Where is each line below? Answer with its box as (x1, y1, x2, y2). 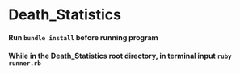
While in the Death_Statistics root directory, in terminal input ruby (8, 51, 232, 61)
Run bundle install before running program (8, 32, 159, 42)
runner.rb (8, 60, 42, 68)
